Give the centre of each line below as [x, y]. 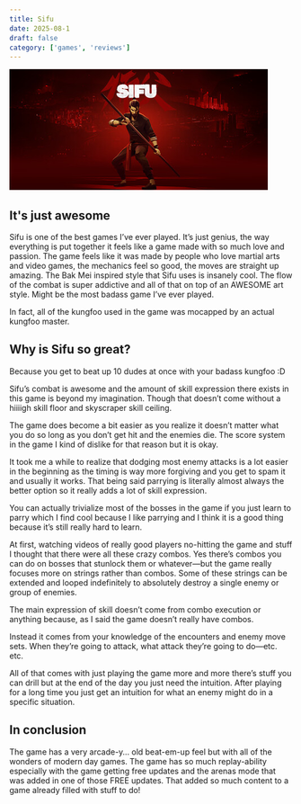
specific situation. [42, 701]
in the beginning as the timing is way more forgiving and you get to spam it [147, 471]
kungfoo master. [40, 322]
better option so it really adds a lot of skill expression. [108, 490]
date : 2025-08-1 [40, 28]
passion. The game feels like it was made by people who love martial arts [145, 256]
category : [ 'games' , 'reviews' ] [70, 48]
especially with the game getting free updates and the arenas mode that [143, 771]
